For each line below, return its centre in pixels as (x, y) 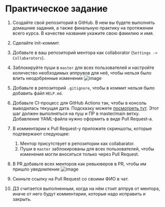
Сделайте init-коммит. (36, 42)
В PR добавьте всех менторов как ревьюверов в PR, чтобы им (79, 163)
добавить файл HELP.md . (38, 93)
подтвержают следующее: (41, 133)
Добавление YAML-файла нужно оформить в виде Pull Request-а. (83, 118)
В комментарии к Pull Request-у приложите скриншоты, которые (82, 128)
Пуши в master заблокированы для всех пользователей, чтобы (87, 148)
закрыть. (22, 199)
